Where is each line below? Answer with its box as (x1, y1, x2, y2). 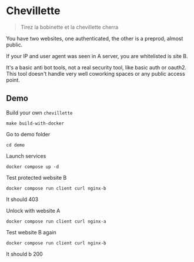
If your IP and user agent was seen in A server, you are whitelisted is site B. (6, 52, 188, 59)
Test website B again (6, 229, 57, 236)
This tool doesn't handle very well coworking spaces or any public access (6, 70, 185, 77)
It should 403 (6, 196, 39, 203)
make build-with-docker (6, 120, 65, 126)
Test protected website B (6, 174, 67, 181)
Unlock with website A (6, 207, 61, 214)
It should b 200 (6, 250, 43, 257)
